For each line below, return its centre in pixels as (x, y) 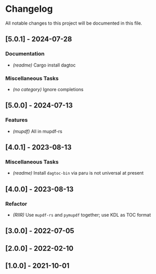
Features (17, 120)
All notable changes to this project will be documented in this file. (74, 23)
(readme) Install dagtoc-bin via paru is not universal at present (78, 173)
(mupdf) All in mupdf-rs (37, 131)
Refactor (16, 204)
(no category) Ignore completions (48, 89)
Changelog (29, 9)
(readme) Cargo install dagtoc (44, 65)
